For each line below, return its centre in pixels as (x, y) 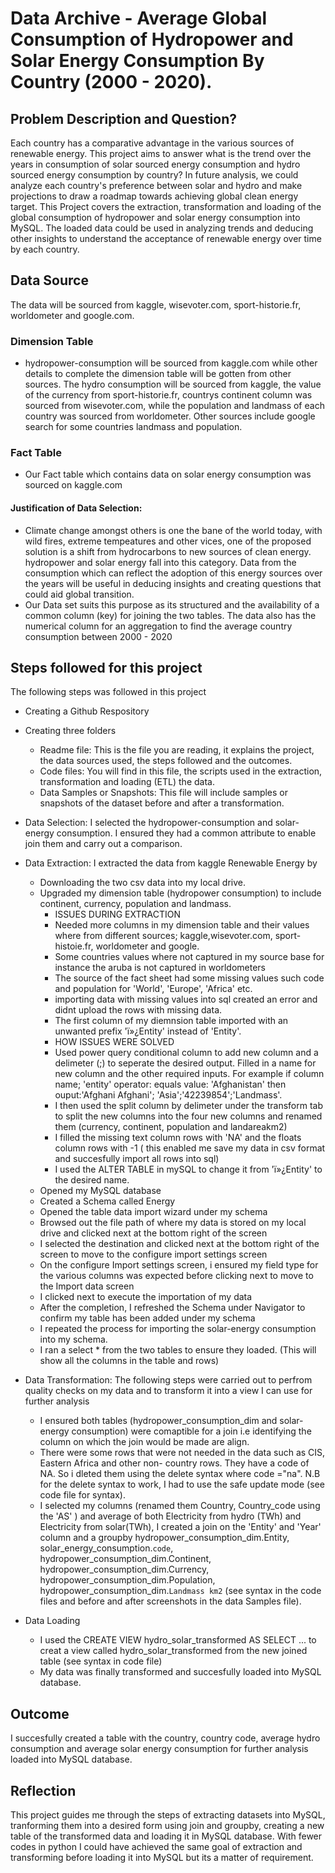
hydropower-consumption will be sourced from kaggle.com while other (171, 363)
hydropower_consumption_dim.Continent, (125, 1559)
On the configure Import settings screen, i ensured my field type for (179, 1265)
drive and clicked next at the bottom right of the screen (153, 1233)
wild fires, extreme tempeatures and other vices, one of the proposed (168, 541)
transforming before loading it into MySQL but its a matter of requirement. (162, 1858)
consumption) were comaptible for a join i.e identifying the (191, 1431)
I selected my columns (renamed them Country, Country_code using (180, 1506)
